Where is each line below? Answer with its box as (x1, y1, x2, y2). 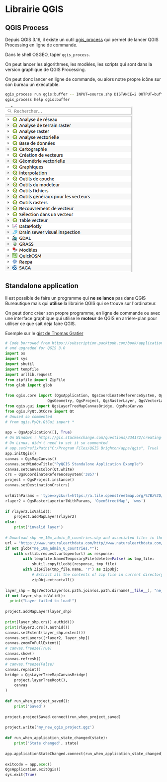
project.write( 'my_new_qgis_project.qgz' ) (5, 725, 94, 730)
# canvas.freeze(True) (5, 646, 52, 651)
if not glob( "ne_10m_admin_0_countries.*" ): (5, 546, 99, 551)
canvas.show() (5, 651, 35, 656)
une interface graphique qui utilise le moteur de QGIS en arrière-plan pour (5, 315, 158, 321)
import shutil (5, 362, 35, 367)
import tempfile (5, 367, 39, 372)
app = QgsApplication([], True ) (5, 430, 72, 435)
